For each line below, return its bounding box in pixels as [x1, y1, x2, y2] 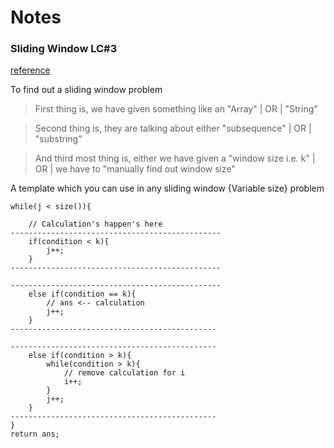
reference [10, 64, 51, 76]
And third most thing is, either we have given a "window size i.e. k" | [34, 152, 316, 165]
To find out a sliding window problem [10, 84, 163, 96]
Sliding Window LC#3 [10, 42, 118, 56]
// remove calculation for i [63, 368, 186, 378]
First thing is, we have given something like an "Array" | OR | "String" [34, 103, 318, 115]
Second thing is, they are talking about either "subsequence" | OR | [34, 122, 312, 135]
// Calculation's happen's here [28, 219, 163, 230]
